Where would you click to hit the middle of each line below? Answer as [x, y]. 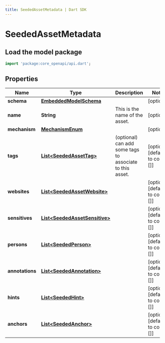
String [48, 115]
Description [129, 93]
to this [122, 168]
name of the [129, 115]
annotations [22, 271]
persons [17, 244]
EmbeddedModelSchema [71, 101]
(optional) [126, 137]
